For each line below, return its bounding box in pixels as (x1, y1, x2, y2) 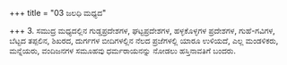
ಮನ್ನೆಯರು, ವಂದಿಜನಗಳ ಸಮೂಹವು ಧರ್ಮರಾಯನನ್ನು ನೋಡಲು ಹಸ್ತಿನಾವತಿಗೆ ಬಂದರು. (9, 45, 236, 56)
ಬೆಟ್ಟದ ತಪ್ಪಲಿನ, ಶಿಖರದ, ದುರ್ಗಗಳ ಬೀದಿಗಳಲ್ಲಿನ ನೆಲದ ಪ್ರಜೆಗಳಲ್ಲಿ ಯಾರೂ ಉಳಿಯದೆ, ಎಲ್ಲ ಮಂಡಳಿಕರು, (9, 36, 279, 45)
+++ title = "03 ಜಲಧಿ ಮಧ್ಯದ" (9, 8, 107, 18)
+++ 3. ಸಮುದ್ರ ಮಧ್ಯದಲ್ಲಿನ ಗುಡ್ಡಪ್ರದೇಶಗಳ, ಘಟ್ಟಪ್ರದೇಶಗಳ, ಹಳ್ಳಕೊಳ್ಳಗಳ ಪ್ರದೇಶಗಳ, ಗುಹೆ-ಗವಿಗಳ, (9, 26, 275, 36)
